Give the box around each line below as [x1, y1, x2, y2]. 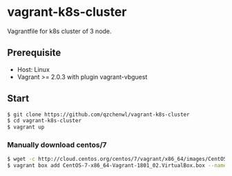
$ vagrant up [7, 124, 45, 131]
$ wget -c [7, 156, 36, 163]
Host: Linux [17, 65, 50, 73]
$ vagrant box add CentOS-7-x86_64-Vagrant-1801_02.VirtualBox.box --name [7, 162, 227, 169]
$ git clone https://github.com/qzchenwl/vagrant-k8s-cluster [7, 111, 190, 118]
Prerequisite [7, 47, 61, 59]
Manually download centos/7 [7, 140, 107, 150]
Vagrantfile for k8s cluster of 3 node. [7, 27, 112, 35]
